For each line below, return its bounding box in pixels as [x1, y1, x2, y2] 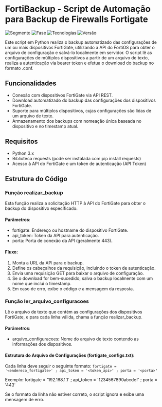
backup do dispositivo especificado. [5, 205, 78, 211]
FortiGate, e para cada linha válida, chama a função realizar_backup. [5, 314, 143, 320]
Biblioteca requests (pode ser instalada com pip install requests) [12, 155, 141, 161]
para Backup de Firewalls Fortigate [5, 14, 148, 25]
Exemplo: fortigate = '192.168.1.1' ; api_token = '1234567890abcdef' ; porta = [5, 377, 158, 383]
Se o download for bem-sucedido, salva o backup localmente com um [12, 275, 153, 281]
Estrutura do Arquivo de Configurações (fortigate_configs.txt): [5, 352, 135, 358]
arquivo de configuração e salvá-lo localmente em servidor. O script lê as [5, 50, 152, 55]
